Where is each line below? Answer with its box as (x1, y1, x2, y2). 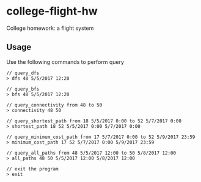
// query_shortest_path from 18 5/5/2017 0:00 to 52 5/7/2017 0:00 (6, 117, 182, 124)
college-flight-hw (6, 4, 98, 18)
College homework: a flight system (6, 24, 94, 32)
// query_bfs (6, 86, 40, 92)
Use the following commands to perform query (6, 58, 124, 65)
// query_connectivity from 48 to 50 (6, 102, 103, 108)
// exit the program (6, 166, 59, 172)
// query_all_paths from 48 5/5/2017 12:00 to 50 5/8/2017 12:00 (6, 150, 176, 156)
